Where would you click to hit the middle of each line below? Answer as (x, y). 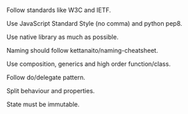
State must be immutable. (43, 104)
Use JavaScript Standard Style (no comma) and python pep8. (94, 23)
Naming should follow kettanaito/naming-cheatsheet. (83, 50)
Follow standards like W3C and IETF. (59, 10)
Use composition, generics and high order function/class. (89, 64)
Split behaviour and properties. (51, 91)
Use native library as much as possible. (62, 37)
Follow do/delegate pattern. (46, 77)
